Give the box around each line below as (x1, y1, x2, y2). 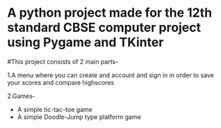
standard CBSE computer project (7, 19, 202, 35)
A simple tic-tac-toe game (17, 105, 92, 113)
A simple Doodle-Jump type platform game (17, 113, 141, 121)
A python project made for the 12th (7, 5, 213, 21)
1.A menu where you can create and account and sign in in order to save (7, 71, 214, 79)
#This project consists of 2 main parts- (7, 57, 119, 65)
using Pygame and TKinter (7, 35, 164, 50)
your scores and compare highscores (7, 78, 115, 86)
